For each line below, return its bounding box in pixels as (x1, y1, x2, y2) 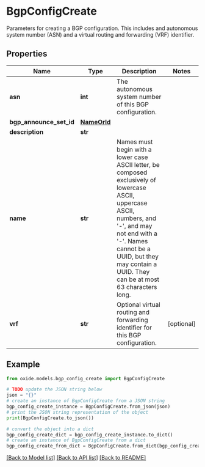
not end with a (117, 229, 157, 238)
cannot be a (117, 245, 151, 253)
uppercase (117, 199, 148, 207)
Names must (117, 138, 153, 146)
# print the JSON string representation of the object (6, 409, 149, 415)
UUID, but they (117, 252, 159, 260)
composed (117, 168, 148, 177)
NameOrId (80, 117, 111, 126)
